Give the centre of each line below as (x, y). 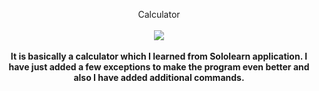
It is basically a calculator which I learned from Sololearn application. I (159, 56)
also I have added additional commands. (159, 77)
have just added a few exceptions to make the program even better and (159, 67)
